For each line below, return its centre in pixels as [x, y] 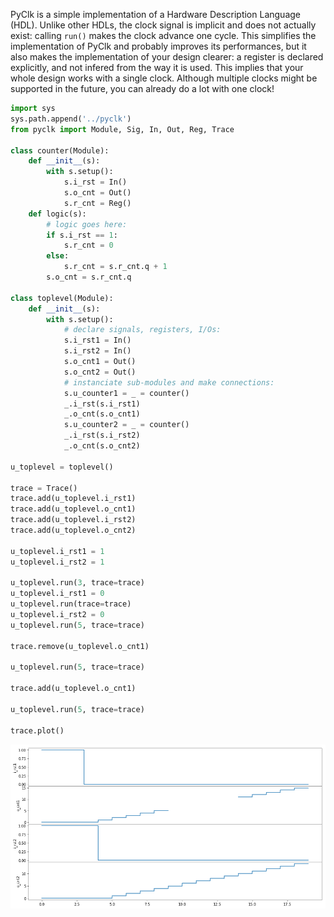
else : [58, 256]
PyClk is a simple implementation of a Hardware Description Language [155, 14]
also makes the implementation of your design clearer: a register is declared [167, 57]
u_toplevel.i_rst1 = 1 [57, 551]
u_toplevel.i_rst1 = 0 [57, 594]
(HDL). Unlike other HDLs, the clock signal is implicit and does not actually [163, 25]
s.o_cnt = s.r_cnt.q [89, 277]
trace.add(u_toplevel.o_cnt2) [73, 530]
